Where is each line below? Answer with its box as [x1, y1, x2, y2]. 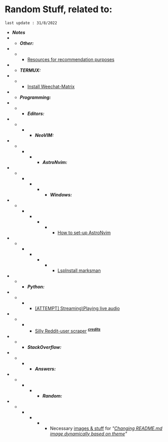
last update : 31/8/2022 [5, 20, 57, 25]
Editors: [27, 110, 45, 117]
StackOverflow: [27, 344, 62, 350]
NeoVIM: [35, 132, 54, 138]
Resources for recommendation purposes [27, 56, 115, 62]
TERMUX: [19, 67, 41, 73]
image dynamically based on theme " [50, 430, 127, 436]
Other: [19, 40, 34, 46]
